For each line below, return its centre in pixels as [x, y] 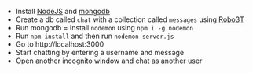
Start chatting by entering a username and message [100, 52]
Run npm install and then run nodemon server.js [95, 36]
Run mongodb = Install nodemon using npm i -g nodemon [104, 28]
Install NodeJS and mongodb [62, 11]
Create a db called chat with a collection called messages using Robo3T [130, 19]
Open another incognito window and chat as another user [109, 61]
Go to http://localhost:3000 [60, 44]
